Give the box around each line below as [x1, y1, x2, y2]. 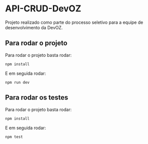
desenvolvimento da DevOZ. [5, 24, 63, 30]
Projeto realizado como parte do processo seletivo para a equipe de [5, 19, 144, 25]
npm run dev [5, 80, 30, 85]
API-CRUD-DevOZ [5, 3, 81, 14]
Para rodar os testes [5, 94, 68, 102]
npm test [5, 134, 23, 139]
